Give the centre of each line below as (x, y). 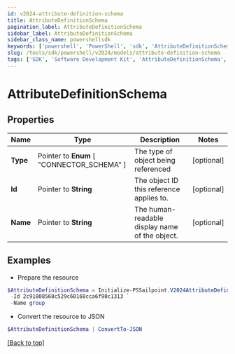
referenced (152, 169)
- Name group (28, 303)
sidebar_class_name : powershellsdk (59, 40)
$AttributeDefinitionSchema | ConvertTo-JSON (74, 329)
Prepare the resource (48, 277)
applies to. (151, 198)
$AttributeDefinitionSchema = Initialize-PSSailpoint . (89, 290)
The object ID (156, 180)
